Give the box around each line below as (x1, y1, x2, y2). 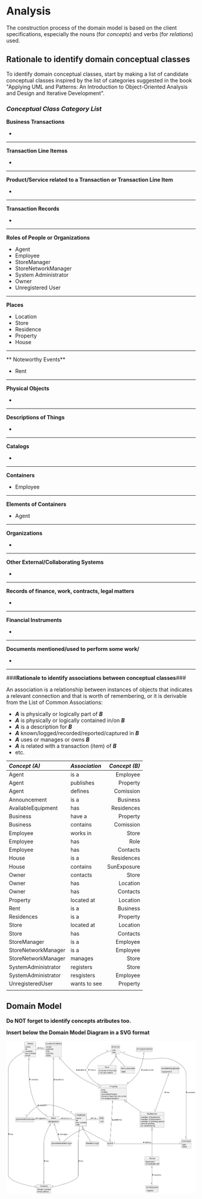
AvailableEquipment (8, 804, 58, 812)
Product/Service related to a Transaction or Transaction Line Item (6, 176, 173, 183)
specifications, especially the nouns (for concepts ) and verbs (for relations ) (6, 30, 194, 37)
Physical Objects (6, 385, 50, 392)
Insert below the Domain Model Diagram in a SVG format (6, 1029, 150, 1036)
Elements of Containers (6, 501, 67, 508)
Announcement (8, 796, 47, 803)
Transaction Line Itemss (6, 147, 68, 155)
